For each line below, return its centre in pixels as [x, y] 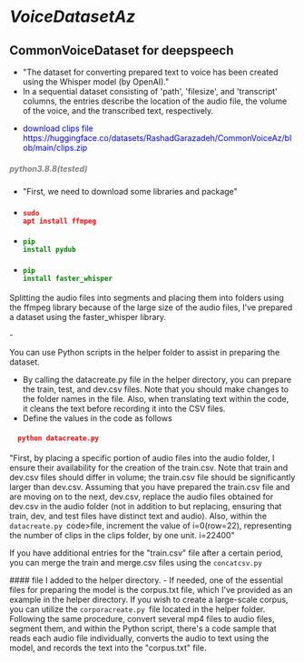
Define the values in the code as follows [97, 418]
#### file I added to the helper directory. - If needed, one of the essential [147, 580]
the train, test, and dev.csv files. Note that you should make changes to [155, 389]
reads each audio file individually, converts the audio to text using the [139, 637]
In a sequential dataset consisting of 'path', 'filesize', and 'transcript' [150, 91]
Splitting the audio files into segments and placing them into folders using [147, 298]
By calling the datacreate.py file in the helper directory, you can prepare [157, 380]
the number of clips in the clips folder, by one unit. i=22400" [122, 535]
